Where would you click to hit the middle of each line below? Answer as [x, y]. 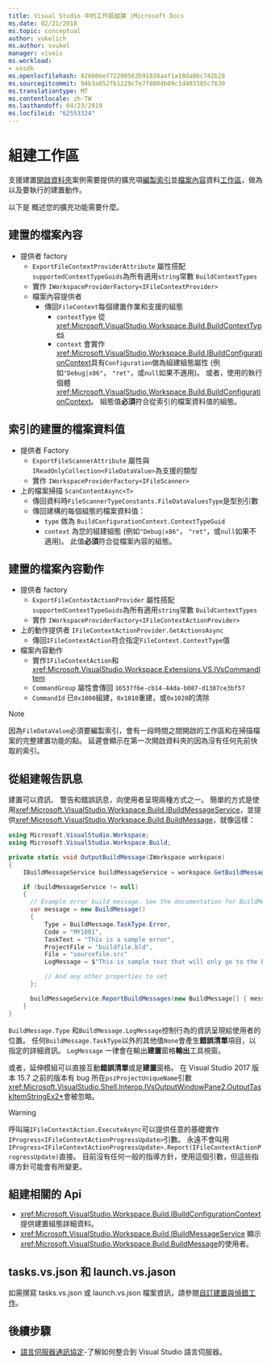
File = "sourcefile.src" [86, 955]
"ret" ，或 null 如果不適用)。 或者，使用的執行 [187, 372]
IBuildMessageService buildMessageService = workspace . [119, 872]
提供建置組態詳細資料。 [59, 1223]
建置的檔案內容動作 [56, 569]
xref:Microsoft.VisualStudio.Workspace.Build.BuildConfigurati [158, 392]
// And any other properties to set [106, 977]
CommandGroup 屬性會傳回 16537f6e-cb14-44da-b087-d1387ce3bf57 [139, 688]
